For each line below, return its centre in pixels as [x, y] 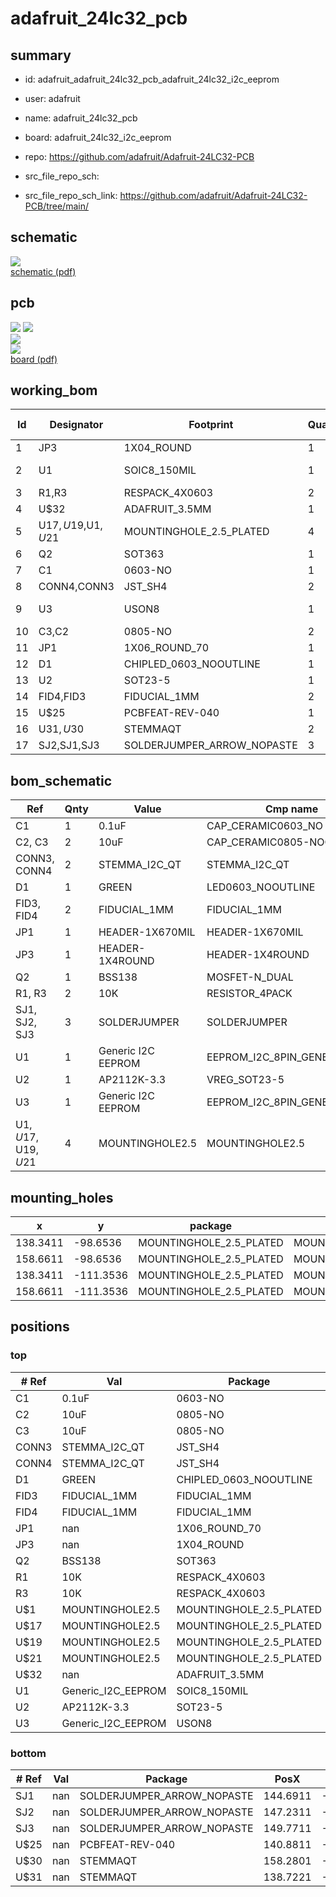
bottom [28, 1753]
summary [41, 55]
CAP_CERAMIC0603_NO [265, 826]
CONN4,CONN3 [76, 587]
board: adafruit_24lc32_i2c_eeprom [98, 137]
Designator [76, 425]
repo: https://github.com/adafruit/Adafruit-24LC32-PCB [139, 156]
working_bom [54, 390]
